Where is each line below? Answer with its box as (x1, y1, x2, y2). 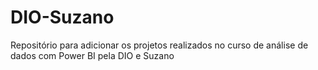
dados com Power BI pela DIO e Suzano (10, 49, 175, 61)
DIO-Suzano (10, 6, 115, 29)
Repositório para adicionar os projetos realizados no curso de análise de (10, 39, 309, 51)
